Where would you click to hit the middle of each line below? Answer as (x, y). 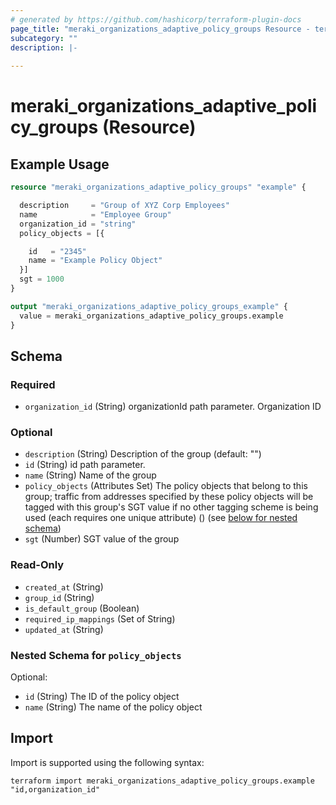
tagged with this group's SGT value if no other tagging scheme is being (171, 507)
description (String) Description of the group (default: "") (143, 454)
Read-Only (37, 565)
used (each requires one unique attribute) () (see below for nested (161, 518)
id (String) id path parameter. (85, 465)
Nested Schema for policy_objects (96, 655)
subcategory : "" (44, 38)
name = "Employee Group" (95, 214)
